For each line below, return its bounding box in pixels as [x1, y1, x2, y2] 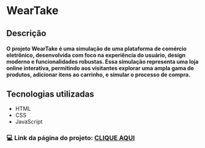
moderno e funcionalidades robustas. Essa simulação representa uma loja [6, 58, 199, 65]
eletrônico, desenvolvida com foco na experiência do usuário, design [6, 51, 186, 59]
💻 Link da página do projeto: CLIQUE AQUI [6, 133, 135, 142]
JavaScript [15, 117, 43, 125]
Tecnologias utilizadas [6, 89, 94, 99]
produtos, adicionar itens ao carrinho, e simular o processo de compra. [6, 71, 191, 78]
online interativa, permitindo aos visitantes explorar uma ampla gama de [6, 65, 195, 72]
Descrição [6, 28, 47, 39]
